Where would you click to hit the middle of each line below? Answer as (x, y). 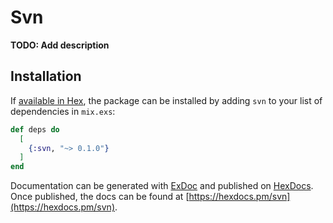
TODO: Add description (60, 45)
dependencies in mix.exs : (63, 111)
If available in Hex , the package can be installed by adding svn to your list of (166, 100)
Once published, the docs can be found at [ (100, 197)
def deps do (35, 129)
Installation (46, 76)
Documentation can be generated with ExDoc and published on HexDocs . (162, 186)
